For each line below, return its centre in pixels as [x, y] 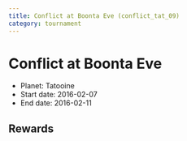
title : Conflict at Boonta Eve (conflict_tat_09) [94, 16]
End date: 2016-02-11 [56, 103]
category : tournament [45, 23]
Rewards [31, 128]
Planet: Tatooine [47, 86]
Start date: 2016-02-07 [59, 95]
